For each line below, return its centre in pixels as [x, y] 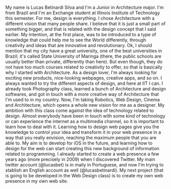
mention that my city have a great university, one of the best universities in [84, 51]
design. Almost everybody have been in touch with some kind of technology [86, 116]
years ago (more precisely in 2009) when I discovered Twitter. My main [80, 159]
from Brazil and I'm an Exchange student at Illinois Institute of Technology [83, 13]
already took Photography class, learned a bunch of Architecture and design [86, 89]
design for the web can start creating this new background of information [82, 148]
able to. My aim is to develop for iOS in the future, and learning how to [79, 143]
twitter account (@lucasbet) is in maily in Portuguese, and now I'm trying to [84, 165]
